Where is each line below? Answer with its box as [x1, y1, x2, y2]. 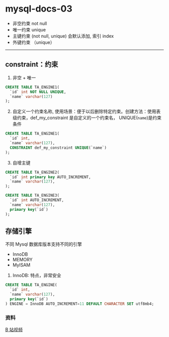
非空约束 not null [12, 20, 47, 26]
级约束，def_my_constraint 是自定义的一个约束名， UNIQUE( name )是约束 [12, 115, 162, 121]
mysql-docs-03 [5, 3, 72, 15]
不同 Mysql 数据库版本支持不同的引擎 [5, 241, 82, 247]
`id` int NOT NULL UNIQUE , [10, 89, 66, 94]
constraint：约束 [5, 60, 58, 69]
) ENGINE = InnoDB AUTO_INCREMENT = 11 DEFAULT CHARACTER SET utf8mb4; [5, 301, 154, 306]
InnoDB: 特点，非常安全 [12, 272, 61, 278]
